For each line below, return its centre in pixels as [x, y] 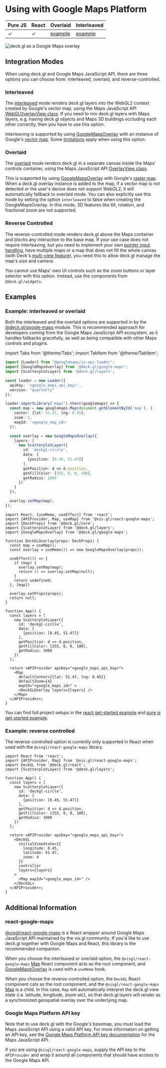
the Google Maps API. [28, 1060]
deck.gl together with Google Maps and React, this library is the [71, 943]
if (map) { [25, 563]
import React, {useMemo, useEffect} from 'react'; [59, 515]
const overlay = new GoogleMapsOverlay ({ [53, 436]
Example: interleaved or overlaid [45, 311]
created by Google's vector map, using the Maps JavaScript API [71, 108]
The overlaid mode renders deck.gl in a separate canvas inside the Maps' [81, 163]
